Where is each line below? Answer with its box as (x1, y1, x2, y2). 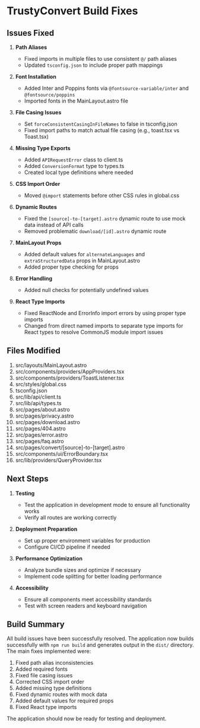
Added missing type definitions (15, 685, 92, 692)
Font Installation (15, 73, 57, 80)
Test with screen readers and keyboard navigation (24, 602, 147, 609)
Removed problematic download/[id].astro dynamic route (24, 228, 167, 235)
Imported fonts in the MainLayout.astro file (24, 97, 128, 104)
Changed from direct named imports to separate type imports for (24, 322, 183, 329)
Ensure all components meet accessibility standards (24, 596, 152, 603)
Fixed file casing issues (15, 672, 73, 679)
